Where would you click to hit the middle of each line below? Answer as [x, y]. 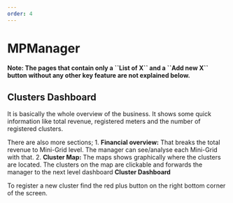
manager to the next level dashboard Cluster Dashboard [89, 172]
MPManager [44, 48]
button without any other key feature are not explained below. [99, 75]
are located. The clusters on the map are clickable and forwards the [105, 164]
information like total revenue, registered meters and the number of [104, 121]
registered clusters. [35, 129]
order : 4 [20, 14]
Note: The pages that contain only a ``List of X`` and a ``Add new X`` [108, 68]
